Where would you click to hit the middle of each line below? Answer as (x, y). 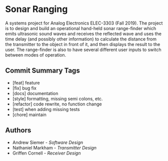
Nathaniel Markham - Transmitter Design (54, 147)
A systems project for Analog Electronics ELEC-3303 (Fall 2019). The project (84, 23)
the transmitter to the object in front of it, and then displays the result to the (83, 44)
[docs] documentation (35, 93)
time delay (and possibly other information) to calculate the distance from (81, 39)
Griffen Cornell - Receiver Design (46, 153)
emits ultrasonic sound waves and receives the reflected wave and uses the (83, 33)
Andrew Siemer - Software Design (48, 142)
